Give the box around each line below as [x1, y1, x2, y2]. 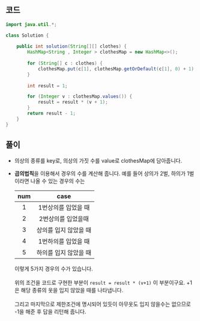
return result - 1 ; [27, 110, 76, 117]
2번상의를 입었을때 [38, 214, 89, 223]
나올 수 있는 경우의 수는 [30, 177, 85, 184]
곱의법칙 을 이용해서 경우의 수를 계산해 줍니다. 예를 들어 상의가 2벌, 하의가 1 [14, 170, 190, 177]
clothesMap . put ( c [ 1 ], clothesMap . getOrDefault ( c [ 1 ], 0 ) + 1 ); [37, 66, 197, 72]
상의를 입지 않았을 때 [36, 226, 91, 234]
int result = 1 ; [27, 83, 68, 89]
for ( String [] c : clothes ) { [27, 60, 103, 67]
